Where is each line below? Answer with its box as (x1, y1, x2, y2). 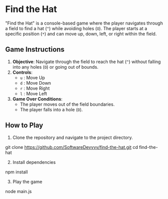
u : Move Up (20, 74, 45, 81)
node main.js (5, 188, 32, 194)
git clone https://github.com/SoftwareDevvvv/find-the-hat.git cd (5, 144, 138, 150)
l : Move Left (20, 90, 47, 96)
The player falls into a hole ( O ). (20, 106, 83, 112)
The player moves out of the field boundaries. (20, 101, 115, 107)
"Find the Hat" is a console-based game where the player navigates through (5, 20, 163, 26)
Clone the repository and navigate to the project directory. (12, 134, 133, 140)
